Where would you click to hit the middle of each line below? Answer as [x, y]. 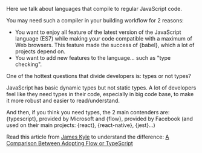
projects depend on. [40, 51]
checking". [28, 64]
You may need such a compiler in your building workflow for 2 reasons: [95, 20]
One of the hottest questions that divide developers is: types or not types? [99, 76]
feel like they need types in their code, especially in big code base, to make [100, 94]
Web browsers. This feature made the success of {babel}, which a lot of [105, 45]
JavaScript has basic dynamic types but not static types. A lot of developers [101, 88]
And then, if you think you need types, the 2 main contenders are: [88, 112]
